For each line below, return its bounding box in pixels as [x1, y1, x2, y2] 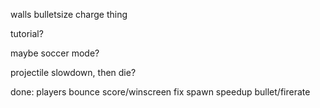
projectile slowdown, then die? [10, 67, 137, 78]
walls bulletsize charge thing [10, 9, 128, 20]
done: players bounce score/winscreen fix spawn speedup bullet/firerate [10, 86, 311, 98]
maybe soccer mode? [10, 47, 100, 59]
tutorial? [10, 28, 44, 39]
